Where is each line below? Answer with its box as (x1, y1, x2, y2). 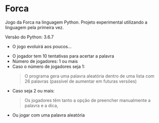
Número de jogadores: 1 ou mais (12, 58, 78, 64)
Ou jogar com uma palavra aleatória (12, 112, 85, 118)
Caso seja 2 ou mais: (12, 88, 55, 93)
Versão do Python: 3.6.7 (5, 34, 54, 40)
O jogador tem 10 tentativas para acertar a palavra (12, 53, 114, 59)
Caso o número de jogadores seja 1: (12, 63, 85, 69)
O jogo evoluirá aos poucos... (12, 43, 72, 49)
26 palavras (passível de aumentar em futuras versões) (24, 78, 137, 84)
